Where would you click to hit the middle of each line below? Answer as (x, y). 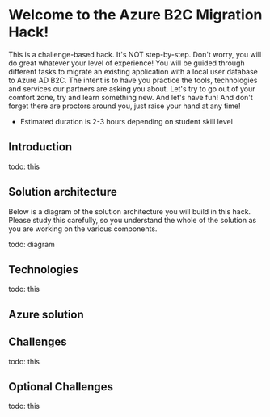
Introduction (40, 147)
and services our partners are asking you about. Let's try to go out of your (132, 88)
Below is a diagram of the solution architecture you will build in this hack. (130, 211)
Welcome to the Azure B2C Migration (135, 15)
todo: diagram (32, 244)
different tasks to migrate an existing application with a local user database (133, 71)
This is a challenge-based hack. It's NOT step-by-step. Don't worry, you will (135, 54)
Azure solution (46, 314)
